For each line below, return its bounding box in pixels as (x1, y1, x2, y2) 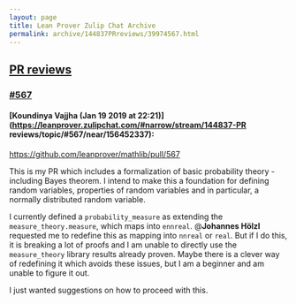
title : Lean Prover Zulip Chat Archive (9, 21, 156, 30)
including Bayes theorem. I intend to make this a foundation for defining (9, 175, 269, 186)
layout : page (9, 12, 57, 22)
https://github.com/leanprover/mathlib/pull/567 (9, 148, 181, 159)
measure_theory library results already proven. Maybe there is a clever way (9, 248, 280, 259)
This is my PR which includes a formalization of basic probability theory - (9, 165, 276, 177)
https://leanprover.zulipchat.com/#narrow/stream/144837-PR (11, 120, 247, 131)
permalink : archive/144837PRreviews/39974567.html (9, 29, 200, 38)
